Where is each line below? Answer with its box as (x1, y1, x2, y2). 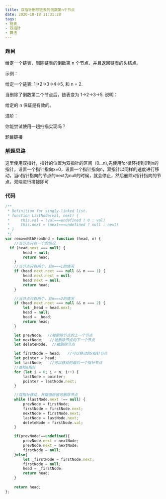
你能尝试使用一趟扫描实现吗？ (5, 123, 66, 129)
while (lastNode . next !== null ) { (14, 397, 85, 402)
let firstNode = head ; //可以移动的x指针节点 (14, 351, 108, 356)
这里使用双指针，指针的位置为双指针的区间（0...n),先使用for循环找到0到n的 (5, 160, 159, 166)
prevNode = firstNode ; (23, 401, 70, 407)
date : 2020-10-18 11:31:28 (5, 12, 61, 17)
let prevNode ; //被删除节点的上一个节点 (14, 333, 93, 338)
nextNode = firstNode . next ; (23, 411, 81, 416)
